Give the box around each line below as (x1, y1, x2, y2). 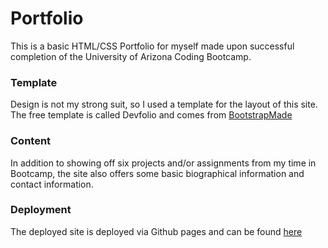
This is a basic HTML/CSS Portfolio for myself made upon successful (10, 40, 295, 52)
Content (10, 134, 52, 148)
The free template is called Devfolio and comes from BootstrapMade (10, 109, 293, 121)
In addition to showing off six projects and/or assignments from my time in (10, 157, 317, 169)
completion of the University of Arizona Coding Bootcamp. (10, 50, 252, 62)
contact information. (10, 178, 94, 190)
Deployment (10, 203, 72, 217)
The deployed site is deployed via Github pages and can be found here (10, 225, 303, 237)
